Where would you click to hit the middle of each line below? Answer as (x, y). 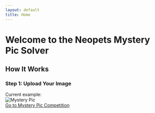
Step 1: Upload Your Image (38, 83)
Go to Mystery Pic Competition (37, 105)
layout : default (22, 10)
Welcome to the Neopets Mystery (78, 40)
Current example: (23, 95)
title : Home (18, 15)
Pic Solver (27, 50)
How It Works (27, 69)
